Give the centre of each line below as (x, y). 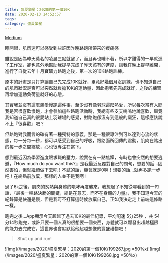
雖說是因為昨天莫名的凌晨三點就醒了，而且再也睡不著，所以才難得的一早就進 (84, 59)
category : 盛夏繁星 (24, 24)
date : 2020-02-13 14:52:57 (33, 14)
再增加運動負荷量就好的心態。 (36, 94)
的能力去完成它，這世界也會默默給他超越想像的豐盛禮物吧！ (66, 229)
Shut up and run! (35, 239)
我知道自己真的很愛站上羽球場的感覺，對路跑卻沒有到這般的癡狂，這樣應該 (82, 117)
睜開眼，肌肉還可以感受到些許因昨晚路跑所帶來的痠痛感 (62, 48)
